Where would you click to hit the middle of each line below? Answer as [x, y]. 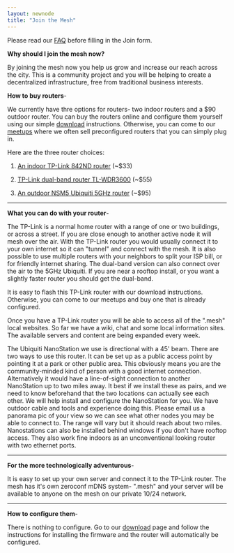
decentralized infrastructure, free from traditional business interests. [105, 82]
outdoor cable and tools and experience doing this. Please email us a [106, 408]
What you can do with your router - [58, 213]
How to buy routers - [37, 96]
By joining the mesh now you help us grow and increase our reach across [112, 67]
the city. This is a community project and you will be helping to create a [109, 75]
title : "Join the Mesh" [42, 20]
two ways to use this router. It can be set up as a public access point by [110, 356]
